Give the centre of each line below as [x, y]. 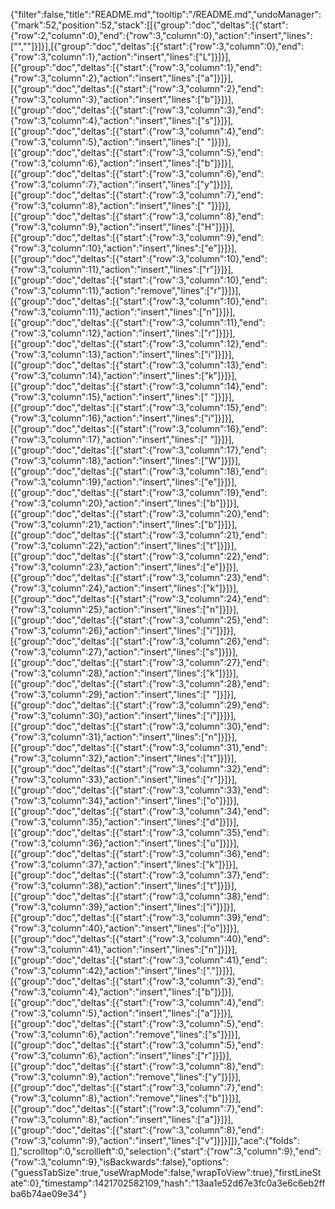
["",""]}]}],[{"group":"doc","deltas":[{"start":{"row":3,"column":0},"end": [157, 46]
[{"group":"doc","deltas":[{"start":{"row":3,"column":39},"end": [140, 917]
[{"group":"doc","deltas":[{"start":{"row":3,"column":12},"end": [139, 343]
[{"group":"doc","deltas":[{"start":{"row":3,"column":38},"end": [140, 896]
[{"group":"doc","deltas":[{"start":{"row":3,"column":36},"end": [140, 853]
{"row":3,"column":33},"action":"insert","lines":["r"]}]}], [124, 779]
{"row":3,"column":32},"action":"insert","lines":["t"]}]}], [123, 758]
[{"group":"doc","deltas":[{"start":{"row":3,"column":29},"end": [140, 705]
